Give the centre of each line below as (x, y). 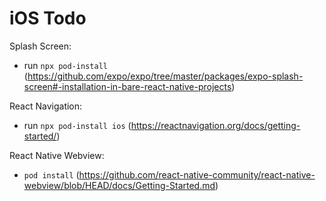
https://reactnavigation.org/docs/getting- (215, 125)
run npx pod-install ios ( (77, 125)
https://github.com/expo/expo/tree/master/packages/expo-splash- (165, 76)
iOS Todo (48, 18)
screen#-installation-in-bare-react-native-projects (127, 86)
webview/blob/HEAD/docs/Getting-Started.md (119, 185)
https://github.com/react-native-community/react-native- (197, 174)
